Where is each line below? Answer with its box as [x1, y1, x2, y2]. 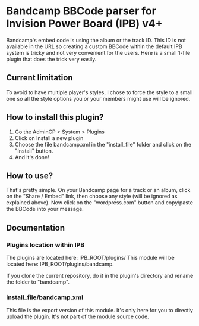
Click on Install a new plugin [14, 134, 84, 141]
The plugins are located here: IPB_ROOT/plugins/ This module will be [6, 254, 175, 262]
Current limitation [6, 73, 73, 83]
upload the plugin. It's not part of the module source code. [6, 313, 150, 320]
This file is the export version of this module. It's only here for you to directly [6, 307, 193, 314]
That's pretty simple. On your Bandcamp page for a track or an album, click [6, 187, 191, 194]
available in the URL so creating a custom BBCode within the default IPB [6, 43, 182, 50]
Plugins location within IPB [6, 240, 85, 249]
